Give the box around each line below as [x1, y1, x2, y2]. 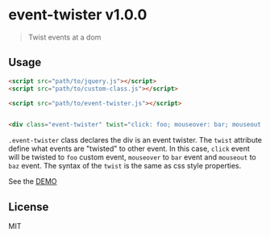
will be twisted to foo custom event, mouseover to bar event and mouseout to [8, 152, 256, 162]
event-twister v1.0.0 [8, 6, 147, 24]
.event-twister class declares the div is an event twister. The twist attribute [8, 135, 263, 145]
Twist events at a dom [27, 32, 102, 42]
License [8, 200, 49, 214]
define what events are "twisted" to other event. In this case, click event [8, 143, 250, 154]
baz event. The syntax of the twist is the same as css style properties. [8, 161, 242, 171]
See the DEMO [8, 177, 58, 186]
